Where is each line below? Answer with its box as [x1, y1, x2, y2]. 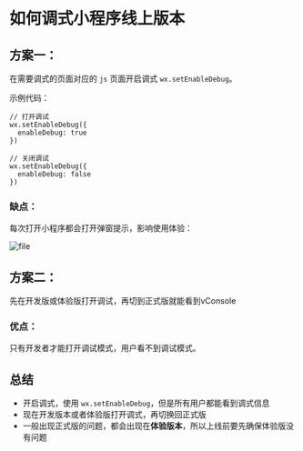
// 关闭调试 [9, 154, 50, 163]
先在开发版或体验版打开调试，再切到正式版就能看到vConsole [9, 296, 237, 306]
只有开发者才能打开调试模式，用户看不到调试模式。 [9, 343, 201, 354]
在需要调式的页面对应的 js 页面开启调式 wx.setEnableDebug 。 [9, 74, 237, 84]
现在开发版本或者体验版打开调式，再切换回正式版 [22, 409, 207, 420]
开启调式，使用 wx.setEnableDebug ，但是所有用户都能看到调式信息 [22, 397, 270, 409]
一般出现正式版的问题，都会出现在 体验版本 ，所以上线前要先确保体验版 [22, 420, 287, 432]
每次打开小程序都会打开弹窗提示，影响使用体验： [9, 223, 193, 234]
